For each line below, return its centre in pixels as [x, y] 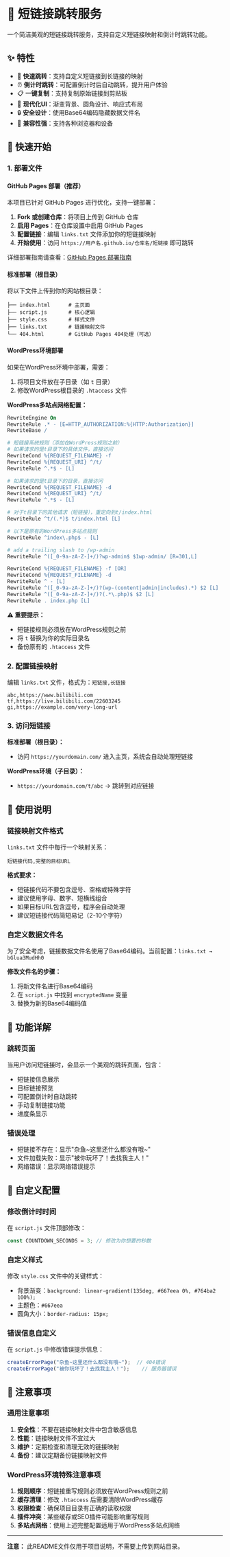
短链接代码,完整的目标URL [39, 861]
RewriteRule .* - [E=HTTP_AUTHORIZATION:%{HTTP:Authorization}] [101, 424]
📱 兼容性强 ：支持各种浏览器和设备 [65, 123]
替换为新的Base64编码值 [52, 1003]
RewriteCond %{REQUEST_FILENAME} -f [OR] [67, 569]
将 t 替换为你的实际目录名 [53, 638]
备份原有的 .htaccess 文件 [54, 646]
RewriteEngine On [32, 418]
